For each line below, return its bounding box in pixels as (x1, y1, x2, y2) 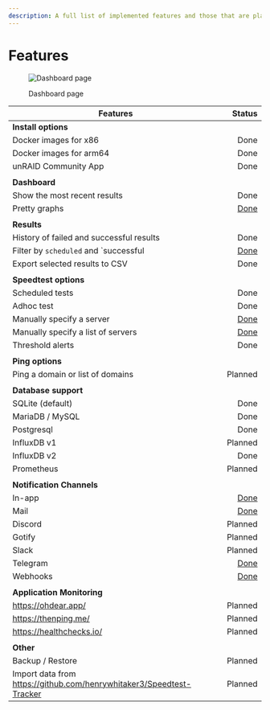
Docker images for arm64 (12, 147, 110, 158)
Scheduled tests (12, 287, 74, 298)
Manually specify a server (12, 313, 110, 324)
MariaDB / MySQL (12, 411, 80, 422)
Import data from (12, 668, 76, 679)
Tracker (12, 688, 42, 700)
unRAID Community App (12, 160, 104, 171)
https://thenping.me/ (12, 613, 90, 624)
